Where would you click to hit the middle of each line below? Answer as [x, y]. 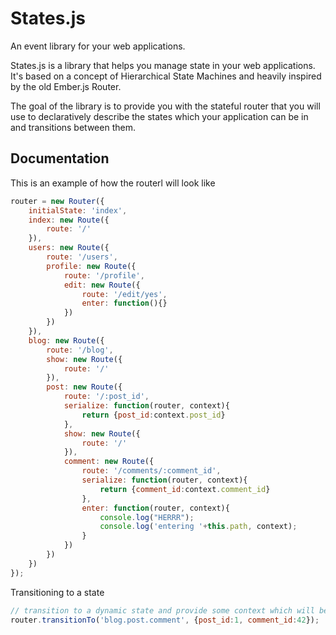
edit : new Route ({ [102, 285]
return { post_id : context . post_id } [153, 415]
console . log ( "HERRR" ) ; [147, 517]
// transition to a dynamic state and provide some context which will [162, 610]
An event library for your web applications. [98, 46]
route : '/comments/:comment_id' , [151, 471]
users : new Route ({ [69, 248]
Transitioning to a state [57, 592]
